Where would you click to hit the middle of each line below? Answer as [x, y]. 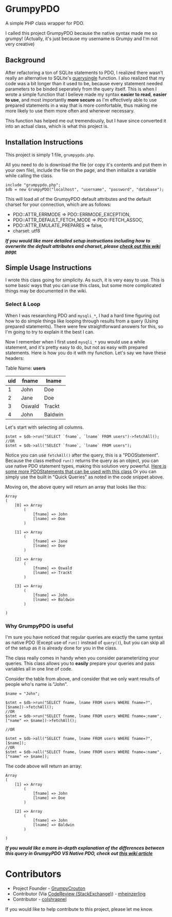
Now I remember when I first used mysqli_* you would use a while [75, 341]
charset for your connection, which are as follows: [58, 204]
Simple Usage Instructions [49, 268]
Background [25, 60]
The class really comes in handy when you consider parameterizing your [82, 658]
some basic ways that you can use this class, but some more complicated [83, 285]
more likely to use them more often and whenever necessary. [70, 110]
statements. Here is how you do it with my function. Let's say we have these [86, 353]
